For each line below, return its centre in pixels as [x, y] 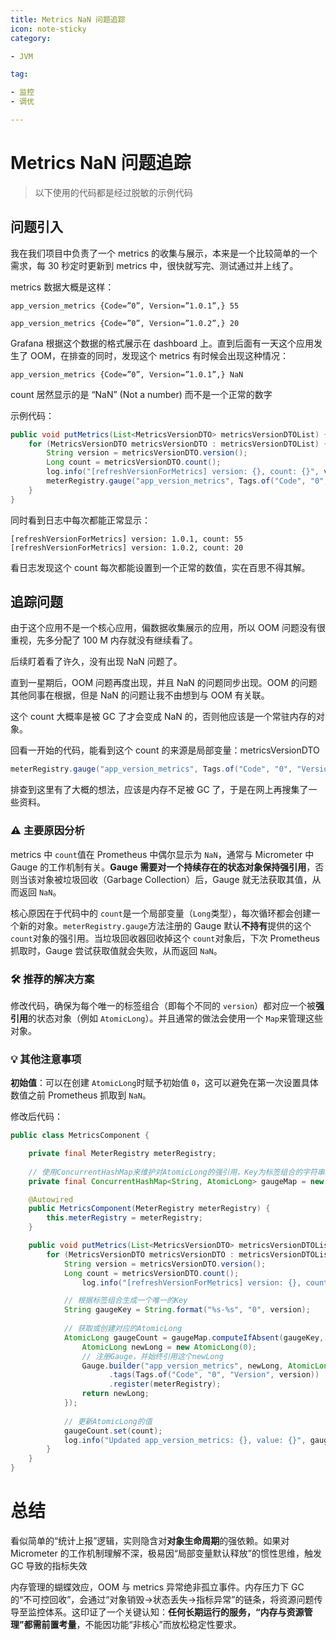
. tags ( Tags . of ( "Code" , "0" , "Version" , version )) [214, 1375]
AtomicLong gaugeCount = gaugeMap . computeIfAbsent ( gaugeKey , [194, 1337]
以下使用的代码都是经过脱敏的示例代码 [113, 192]
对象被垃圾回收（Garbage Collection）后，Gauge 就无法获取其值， [174, 879]
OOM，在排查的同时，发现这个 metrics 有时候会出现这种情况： [159, 355]
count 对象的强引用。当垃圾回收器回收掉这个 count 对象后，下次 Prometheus [165, 938]
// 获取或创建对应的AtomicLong [123, 1329]
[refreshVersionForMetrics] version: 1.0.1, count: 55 [127, 539]
